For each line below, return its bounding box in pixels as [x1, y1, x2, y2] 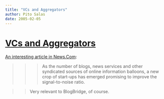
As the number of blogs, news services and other [42, 64, 143, 69]
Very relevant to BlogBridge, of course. [29, 89, 109, 95]
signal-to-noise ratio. [42, 79, 85, 85]
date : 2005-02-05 [5, 16, 41, 21]
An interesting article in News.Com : [5, 54, 77, 60]
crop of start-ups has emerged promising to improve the [42, 74, 157, 80]
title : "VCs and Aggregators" [5, 7, 68, 12]
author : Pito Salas [5, 12, 46, 17]
